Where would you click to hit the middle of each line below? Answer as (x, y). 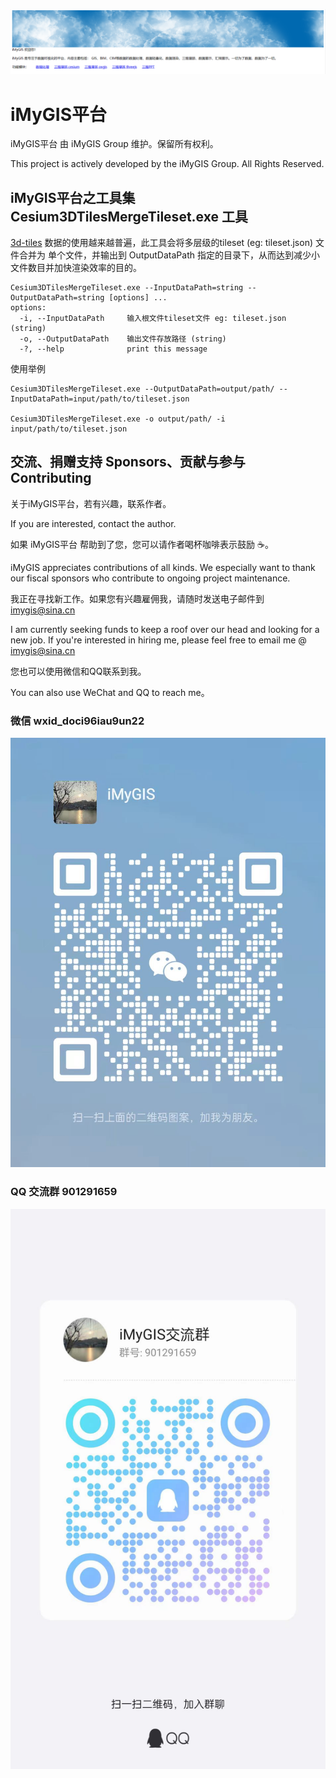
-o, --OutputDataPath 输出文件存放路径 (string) (123, 339)
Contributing (51, 478)
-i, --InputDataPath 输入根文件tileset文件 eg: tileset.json (153, 319)
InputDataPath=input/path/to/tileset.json (100, 399)
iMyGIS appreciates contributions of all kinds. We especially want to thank (163, 567)
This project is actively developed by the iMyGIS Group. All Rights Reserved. (167, 164)
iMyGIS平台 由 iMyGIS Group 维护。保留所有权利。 (114, 144)
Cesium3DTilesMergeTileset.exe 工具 (129, 216)
